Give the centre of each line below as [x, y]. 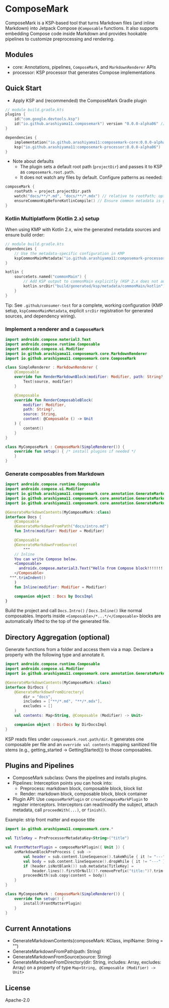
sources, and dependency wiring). [41, 316]
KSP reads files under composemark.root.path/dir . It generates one [75, 739]
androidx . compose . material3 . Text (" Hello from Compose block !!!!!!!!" [93, 568]
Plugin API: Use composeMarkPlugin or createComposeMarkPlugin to [80, 799]
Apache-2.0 [18, 1000]
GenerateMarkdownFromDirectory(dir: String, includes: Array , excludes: [87, 962]
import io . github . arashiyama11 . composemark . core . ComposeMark [71, 358]
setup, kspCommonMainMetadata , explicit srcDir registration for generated [79, 310]
